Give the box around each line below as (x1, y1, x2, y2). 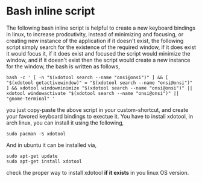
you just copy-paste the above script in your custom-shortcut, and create (6, 106, 189, 113)
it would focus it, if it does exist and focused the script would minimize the (6, 50, 191, 57)
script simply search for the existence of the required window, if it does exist (6, 44, 197, 51)
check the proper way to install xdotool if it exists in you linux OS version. (6, 169, 189, 176)
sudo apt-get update (6, 153, 58, 159)
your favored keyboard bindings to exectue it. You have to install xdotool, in (6, 112, 194, 120)
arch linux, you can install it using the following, (6, 119, 124, 126)
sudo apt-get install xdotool (6, 158, 83, 164)
